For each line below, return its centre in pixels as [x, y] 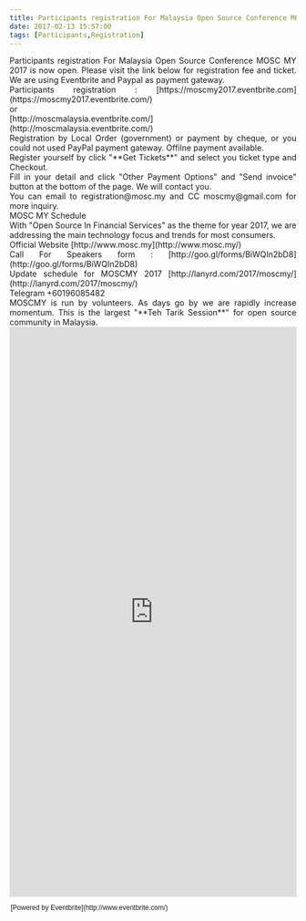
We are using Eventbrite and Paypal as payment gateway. [117, 80]
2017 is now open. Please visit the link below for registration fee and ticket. [153, 70]
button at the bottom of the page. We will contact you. [111, 187]
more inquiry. [34, 206]
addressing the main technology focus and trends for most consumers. [143, 235]
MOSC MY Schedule [48, 216]
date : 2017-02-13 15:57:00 [61, 26]
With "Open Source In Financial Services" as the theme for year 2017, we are [153, 225]
